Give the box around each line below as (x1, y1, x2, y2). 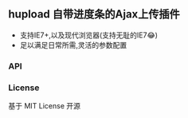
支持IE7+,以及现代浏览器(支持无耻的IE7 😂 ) (19, 30, 158, 40)
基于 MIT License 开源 (8, 101, 81, 111)
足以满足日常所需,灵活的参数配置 (19, 40, 127, 49)
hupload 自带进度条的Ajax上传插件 (8, 7, 181, 22)
